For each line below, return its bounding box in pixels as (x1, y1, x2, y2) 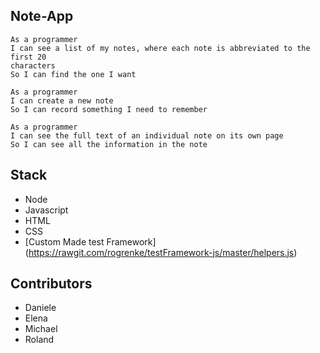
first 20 (10, 52, 47, 62)
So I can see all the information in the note (10, 139, 208, 149)
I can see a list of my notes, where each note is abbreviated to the (10, 43, 311, 53)
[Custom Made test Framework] (24, 235, 157, 248)
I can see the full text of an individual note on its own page (10, 130, 284, 141)
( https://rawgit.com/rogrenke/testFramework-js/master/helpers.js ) (24, 246, 298, 258)
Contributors (10, 275, 93, 293)
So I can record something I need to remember (10, 104, 208, 114)
